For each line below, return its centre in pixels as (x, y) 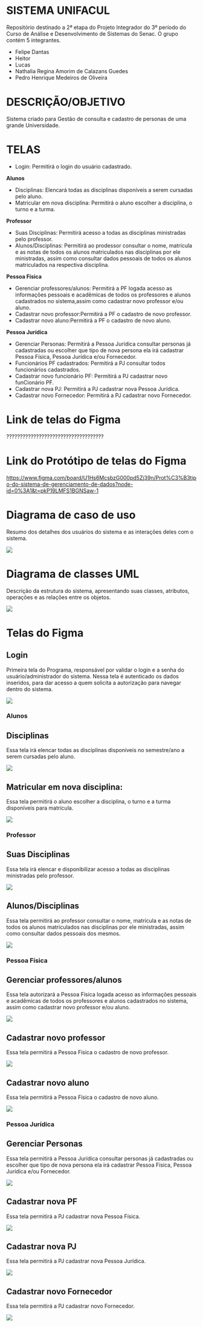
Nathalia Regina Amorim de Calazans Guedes (72, 71)
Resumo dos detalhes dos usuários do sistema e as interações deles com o (100, 532)
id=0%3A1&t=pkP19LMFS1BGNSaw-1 (52, 490)
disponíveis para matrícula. (40, 808)
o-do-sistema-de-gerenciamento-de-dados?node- (70, 484)
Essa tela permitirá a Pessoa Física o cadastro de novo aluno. (82, 1097)
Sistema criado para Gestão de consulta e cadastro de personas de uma (96, 119)
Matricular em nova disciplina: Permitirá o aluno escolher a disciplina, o (104, 203)
